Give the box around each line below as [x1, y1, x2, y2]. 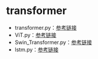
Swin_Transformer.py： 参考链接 [14, 39, 93, 46]
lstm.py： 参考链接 [14, 46, 59, 53]
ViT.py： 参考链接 [14, 31, 57, 39]
